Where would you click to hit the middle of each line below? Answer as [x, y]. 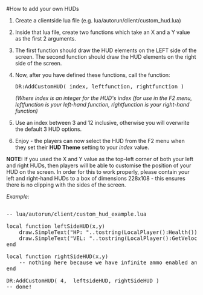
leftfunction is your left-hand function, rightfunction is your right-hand [102, 104]
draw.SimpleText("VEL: [53, 238]
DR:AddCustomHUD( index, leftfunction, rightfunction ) [99, 86]
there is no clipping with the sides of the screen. [66, 185]
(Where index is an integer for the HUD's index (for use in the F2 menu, [103, 98]
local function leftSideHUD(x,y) [56, 226]
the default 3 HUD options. [48, 129]
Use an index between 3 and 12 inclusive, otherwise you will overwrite [102, 123]
